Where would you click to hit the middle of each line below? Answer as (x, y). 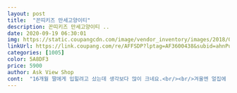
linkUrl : (20, 46)
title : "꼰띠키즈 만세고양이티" (49, 20)
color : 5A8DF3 (28, 59)
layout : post (26, 14)
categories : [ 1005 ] (36, 53)
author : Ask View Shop (41, 72)
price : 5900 (25, 66)
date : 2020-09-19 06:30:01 (47, 33)
